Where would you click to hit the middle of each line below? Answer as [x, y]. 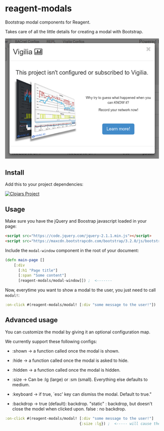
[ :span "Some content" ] [42, 276]
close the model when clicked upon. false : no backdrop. [69, 409]
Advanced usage [31, 320]
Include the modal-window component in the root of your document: [72, 250]
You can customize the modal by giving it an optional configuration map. [78, 332]
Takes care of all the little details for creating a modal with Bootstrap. [74, 31]
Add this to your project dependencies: [44, 184]
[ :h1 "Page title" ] [38, 270]
